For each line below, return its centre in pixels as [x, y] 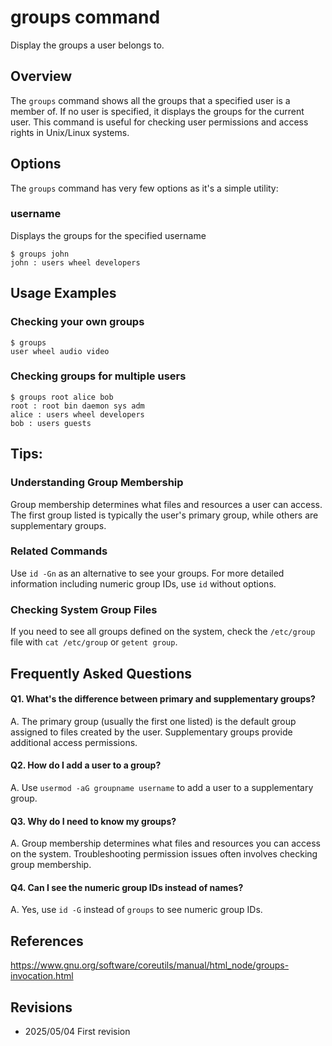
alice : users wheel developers [77, 414]
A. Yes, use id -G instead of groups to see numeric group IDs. [136, 910]
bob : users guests [51, 423]
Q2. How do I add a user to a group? [86, 765]
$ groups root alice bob [62, 397]
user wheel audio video [60, 351]
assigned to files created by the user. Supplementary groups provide [151, 732]
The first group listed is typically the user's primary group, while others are [164, 515]
